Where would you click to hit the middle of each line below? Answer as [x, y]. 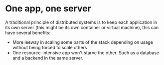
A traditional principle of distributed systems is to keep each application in [81, 22]
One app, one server [48, 9]
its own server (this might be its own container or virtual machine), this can [82, 27]
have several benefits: [28, 32]
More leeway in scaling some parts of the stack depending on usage [83, 42]
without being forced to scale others [50, 47]
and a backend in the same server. [48, 58]
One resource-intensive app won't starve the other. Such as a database [86, 53]
